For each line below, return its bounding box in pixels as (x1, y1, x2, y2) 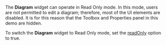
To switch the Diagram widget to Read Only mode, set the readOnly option (5, 30, 161, 35)
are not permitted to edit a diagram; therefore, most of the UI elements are (5, 9, 160, 15)
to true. (5, 35, 21, 41)
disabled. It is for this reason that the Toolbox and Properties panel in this (5, 15, 158, 20)
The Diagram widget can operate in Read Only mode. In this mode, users (5, 4, 158, 10)
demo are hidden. (5, 20, 42, 26)
